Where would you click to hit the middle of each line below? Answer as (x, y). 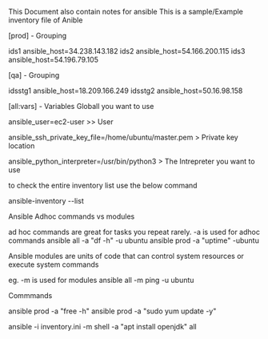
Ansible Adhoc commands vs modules (72, 216)
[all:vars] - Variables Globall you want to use (81, 106)
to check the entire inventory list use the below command (103, 185)
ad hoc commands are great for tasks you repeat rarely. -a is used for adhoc (134, 232)
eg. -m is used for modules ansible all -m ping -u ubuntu (101, 280)
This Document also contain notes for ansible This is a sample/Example (126, 12)
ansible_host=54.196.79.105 (53, 60)
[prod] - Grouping (38, 36)
